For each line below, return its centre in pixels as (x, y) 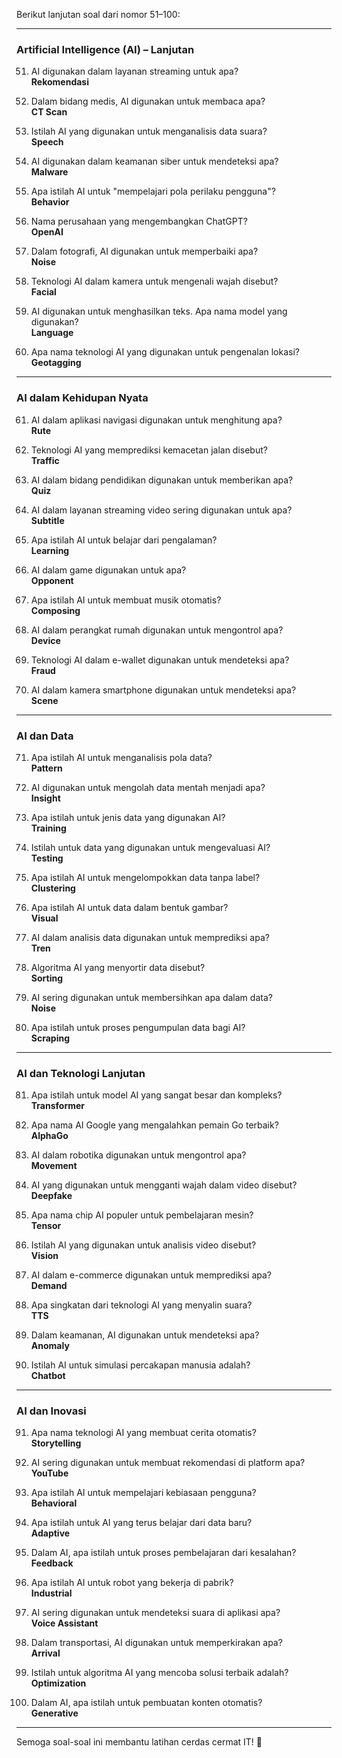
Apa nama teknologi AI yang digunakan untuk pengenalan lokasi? (165, 352)
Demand (49, 1286)
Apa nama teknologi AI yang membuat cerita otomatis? (143, 1433)
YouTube (49, 1473)
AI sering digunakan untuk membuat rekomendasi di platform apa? (168, 1463)
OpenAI (47, 232)
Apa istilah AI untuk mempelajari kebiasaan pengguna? (143, 1493)
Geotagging (56, 363)
